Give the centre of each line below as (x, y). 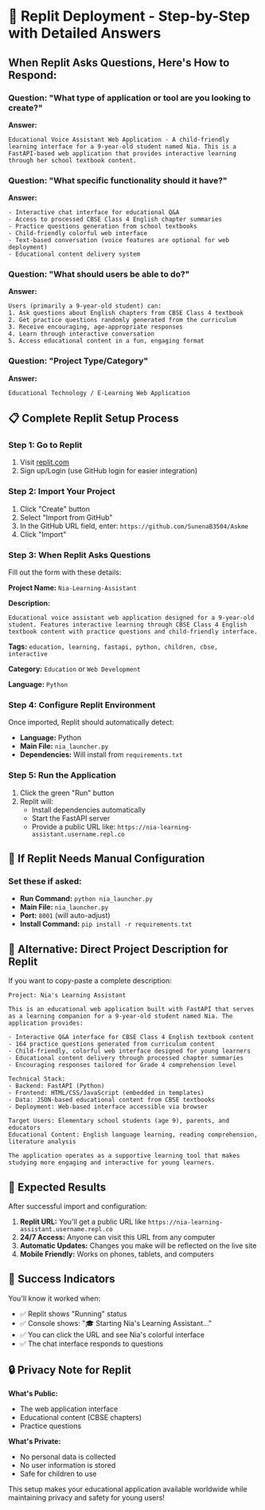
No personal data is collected (68, 1457)
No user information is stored (68, 1465)
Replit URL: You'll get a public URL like (83, 1222)
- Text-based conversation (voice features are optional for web (119, 241)
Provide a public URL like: (74, 826)
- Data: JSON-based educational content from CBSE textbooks (112, 1100)
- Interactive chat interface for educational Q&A (94, 213)
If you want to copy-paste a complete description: (90, 981)
